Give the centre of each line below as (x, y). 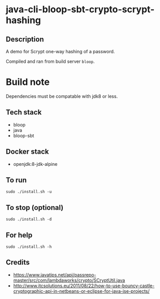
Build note (28, 82)
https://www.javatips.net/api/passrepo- (55, 274)
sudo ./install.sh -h (29, 247)
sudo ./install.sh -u (29, 192)
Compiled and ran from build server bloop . (50, 61)
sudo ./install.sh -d (29, 219)
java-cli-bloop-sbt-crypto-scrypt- (80, 9)
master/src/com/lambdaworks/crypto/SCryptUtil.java (69, 280)
